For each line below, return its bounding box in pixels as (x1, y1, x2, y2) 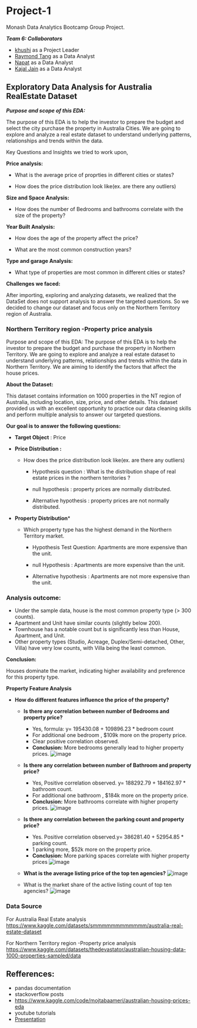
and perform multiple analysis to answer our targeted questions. (6, 411, 162, 418)
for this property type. (6, 673, 60, 680)
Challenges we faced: (6, 280, 61, 287)
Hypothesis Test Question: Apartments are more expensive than (32, 544, 188, 551)
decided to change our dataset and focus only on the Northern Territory (6, 304, 181, 311)
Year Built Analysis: (6, 223, 55, 230)
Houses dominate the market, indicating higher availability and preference (6, 667, 185, 675)
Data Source (6, 902, 42, 910)
